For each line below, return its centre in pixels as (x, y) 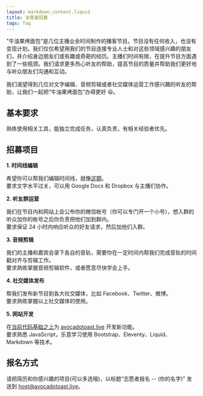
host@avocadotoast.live (48, 386)
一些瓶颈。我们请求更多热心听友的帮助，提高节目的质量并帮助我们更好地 (107, 64)
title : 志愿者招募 (27, 18)
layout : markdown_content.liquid (48, 12)
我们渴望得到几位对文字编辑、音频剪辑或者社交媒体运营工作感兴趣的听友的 (99, 84)
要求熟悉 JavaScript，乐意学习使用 (50, 334)
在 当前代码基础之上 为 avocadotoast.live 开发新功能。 (72, 327)
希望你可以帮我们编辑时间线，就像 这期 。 (56, 178)
